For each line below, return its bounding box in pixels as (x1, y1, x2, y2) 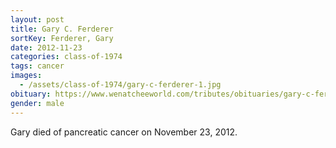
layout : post (10, 14, 65, 25)
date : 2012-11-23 (10, 42, 83, 53)
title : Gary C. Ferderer (10, 24, 114, 34)
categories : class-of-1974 (10, 52, 123, 62)
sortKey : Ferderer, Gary (10, 33, 114, 43)
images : (10, 71, 43, 81)
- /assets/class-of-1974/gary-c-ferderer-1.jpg (19, 80, 222, 90)
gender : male (10, 98, 65, 108)
